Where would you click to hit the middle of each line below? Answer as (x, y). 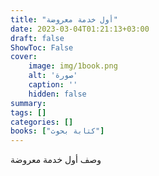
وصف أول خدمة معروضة (56, 160)
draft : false (37, 38)
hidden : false (57, 94)
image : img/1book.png (73, 66)
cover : (24, 57)
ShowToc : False (42, 47)
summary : (28, 103)
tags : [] (28, 112)
